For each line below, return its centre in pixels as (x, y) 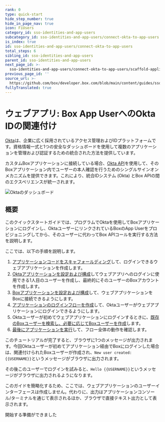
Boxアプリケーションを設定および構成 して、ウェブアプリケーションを (82, 293)
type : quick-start (24, 14)
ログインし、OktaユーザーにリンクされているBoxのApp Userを (85, 229)
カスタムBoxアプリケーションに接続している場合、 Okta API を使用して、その (82, 163)
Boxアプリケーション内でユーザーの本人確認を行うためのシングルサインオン (82, 170)
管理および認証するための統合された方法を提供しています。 (78, 153)
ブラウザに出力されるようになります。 (56, 375)
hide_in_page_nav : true (29, 23)
